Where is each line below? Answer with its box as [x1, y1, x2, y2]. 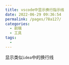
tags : [5, 35, 16, 40]
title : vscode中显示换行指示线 [5, 7, 64, 12]
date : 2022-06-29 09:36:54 [5, 12, 61, 17]
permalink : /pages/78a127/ [5, 16, 61, 21]
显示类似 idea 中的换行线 [5, 54, 54, 60]
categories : [5, 21, 30, 26]
